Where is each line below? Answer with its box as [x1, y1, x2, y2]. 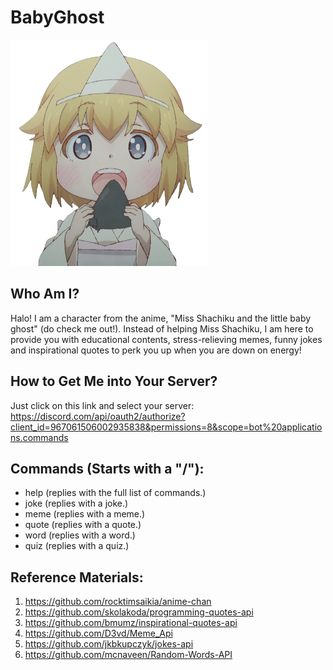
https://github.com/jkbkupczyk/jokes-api [24, 638, 194, 650]
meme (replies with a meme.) [24, 508, 146, 520]
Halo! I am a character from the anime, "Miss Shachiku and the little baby [10, 312, 312, 324]
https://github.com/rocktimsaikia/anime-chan [24, 596, 212, 608]
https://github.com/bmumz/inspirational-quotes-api [24, 617, 238, 629]
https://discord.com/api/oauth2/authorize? [10, 410, 186, 422]
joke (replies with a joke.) [24, 497, 129, 510]
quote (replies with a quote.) [24, 519, 142, 531]
